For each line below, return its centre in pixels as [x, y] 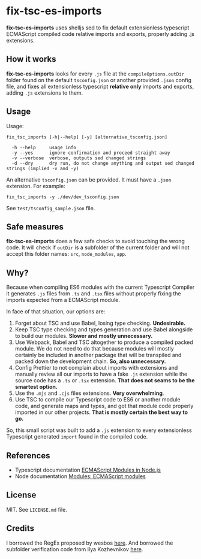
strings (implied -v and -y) [43, 168]
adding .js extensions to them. [45, 93]
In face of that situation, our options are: [56, 312]
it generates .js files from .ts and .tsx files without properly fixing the [94, 294]
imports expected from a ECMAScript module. [63, 300]
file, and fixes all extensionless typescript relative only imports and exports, [100, 86]
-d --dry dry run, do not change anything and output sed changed [103, 163]
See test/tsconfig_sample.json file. [51, 208]
